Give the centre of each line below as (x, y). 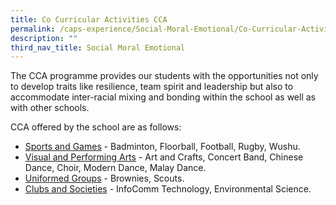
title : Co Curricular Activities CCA (89, 19)
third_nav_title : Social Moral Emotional (98, 47)
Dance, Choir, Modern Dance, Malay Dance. (115, 168)
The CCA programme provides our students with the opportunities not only (164, 76)
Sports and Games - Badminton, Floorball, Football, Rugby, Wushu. (162, 147)
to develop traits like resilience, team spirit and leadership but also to (152, 87)
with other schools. (50, 108)
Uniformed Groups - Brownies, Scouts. (104, 178)
